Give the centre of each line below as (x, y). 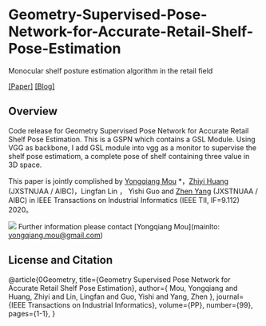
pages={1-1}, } (32, 313)
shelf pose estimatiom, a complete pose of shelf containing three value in (129, 156)
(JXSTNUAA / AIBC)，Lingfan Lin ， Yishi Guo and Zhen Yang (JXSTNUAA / (133, 191)
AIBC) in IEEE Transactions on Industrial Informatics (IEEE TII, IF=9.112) (124, 200)
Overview (33, 111)
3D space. (25, 165)
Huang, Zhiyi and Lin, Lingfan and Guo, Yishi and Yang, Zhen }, (111, 296)
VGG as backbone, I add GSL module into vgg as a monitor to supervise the (133, 147)
